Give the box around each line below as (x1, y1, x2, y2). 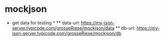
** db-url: (115, 25, 136, 31)
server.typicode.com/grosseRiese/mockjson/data (12, 25, 115, 31)
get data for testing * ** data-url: (12, 20, 80, 26)
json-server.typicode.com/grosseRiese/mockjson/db (12, 30, 122, 36)
